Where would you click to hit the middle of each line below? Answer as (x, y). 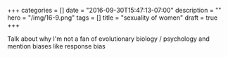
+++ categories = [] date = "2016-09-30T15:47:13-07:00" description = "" (114, 10)
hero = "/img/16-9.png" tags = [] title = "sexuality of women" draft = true (113, 18)
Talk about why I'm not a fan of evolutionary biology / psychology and (108, 39)
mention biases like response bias (56, 46)
